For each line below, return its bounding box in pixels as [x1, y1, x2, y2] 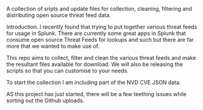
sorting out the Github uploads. [6, 97, 85, 104]
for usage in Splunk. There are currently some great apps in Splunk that [6, 30, 186, 37]
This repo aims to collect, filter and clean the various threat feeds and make [6, 54, 196, 61]
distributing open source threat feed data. [6, 11, 112, 19]
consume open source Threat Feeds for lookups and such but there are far [6, 36, 194, 43]
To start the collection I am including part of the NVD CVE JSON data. [6, 79, 181, 86]
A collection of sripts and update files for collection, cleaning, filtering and [6, 5, 192, 12]
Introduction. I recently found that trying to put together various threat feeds [6, 24, 198, 30]
